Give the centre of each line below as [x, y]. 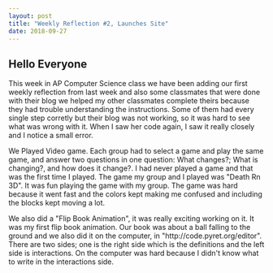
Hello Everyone [48, 64]
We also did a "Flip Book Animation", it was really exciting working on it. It [131, 219]
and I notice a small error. [51, 136]
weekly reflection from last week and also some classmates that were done [134, 92]
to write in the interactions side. [61, 262]
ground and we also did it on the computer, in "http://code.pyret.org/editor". [135, 236]
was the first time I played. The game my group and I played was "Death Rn [134, 177]
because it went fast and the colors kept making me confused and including [135, 194]
